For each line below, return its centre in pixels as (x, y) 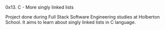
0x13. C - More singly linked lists (40, 7)
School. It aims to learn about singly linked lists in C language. (71, 22)
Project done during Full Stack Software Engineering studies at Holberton (82, 17)
